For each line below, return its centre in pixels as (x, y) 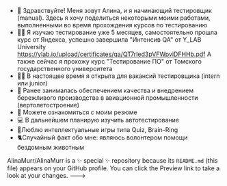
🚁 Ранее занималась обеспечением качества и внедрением (105, 90)
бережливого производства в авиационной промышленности (107, 98)
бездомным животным (50, 147)
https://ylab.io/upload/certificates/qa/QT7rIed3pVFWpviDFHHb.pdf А (114, 54)
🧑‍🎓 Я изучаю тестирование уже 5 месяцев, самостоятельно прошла (117, 32)
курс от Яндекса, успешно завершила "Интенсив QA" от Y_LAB (109, 40)
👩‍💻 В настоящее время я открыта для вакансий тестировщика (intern (118, 76)
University (31, 47)
